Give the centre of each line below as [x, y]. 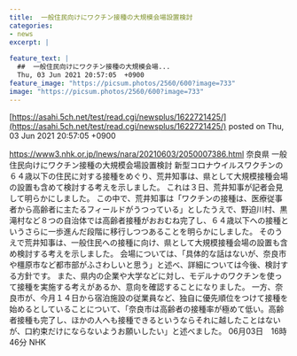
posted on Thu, [256, 126]
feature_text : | [39, 58]
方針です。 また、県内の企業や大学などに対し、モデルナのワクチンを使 [145, 275]
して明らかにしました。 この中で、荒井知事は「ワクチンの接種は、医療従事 [146, 198]
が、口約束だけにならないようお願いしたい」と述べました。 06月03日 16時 [148, 331]
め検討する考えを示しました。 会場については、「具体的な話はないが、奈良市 [148, 253]
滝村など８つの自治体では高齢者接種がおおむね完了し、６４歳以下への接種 [145, 220]
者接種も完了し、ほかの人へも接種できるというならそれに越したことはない [145, 320]
